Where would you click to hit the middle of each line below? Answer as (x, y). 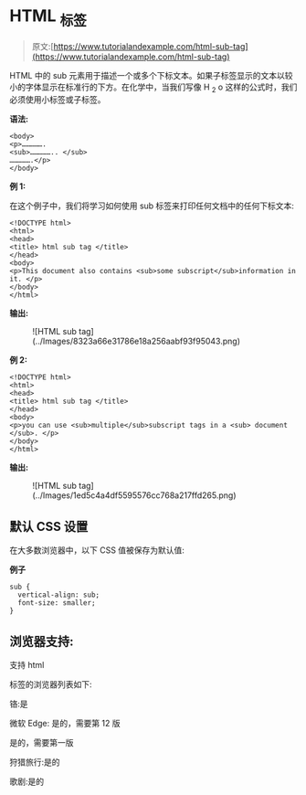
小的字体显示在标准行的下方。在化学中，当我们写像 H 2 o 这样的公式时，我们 (153, 88)
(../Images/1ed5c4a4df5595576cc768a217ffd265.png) (134, 495)
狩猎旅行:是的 (35, 762)
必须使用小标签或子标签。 (58, 100)
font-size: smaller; (57, 603)
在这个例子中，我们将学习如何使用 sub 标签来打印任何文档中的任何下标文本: (152, 206)
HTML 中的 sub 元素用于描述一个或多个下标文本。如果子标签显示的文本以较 (152, 75)
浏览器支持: (42, 641)
